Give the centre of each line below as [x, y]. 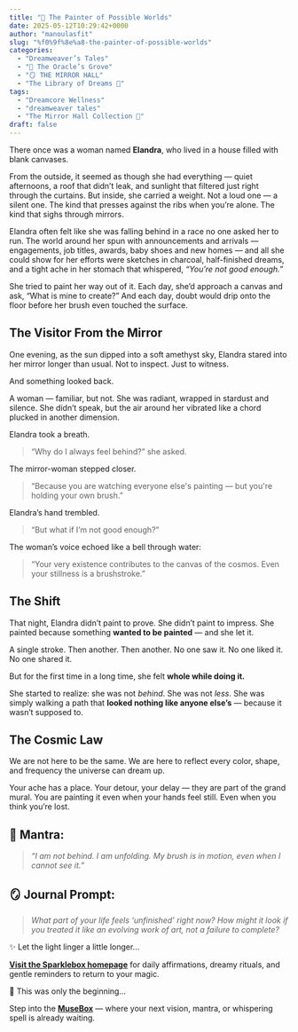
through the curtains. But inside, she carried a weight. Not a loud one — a [143, 195]
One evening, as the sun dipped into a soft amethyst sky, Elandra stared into [148, 354]
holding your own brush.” [77, 495]
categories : [31, 51]
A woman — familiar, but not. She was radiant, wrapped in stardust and [139, 398]
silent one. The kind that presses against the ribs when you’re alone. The [142, 205]
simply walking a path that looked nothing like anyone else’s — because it [145, 703]
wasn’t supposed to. [47, 712]
